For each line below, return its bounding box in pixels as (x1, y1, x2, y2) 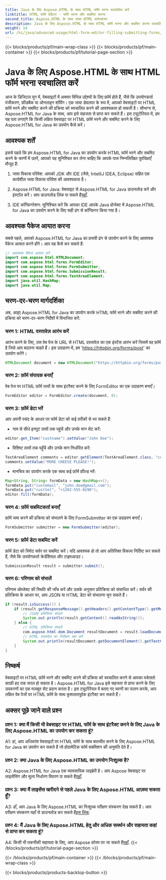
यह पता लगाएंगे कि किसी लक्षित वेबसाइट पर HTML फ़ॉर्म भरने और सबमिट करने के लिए (5, 116, 140, 122)
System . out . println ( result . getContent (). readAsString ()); (23, 615, 145, 621)
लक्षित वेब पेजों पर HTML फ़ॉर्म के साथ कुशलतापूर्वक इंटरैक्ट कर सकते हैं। (5, 692, 121, 698)
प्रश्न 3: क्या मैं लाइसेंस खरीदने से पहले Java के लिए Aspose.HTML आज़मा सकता (5, 786, 161, 793)
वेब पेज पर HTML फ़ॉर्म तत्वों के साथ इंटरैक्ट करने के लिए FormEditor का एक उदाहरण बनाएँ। (5, 383, 156, 389)
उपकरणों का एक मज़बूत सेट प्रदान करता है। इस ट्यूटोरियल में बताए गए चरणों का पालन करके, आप (5, 686, 157, 692)
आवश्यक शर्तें (5, 137, 35, 145)
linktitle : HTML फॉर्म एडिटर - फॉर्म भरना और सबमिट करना (5, 12, 106, 17)
